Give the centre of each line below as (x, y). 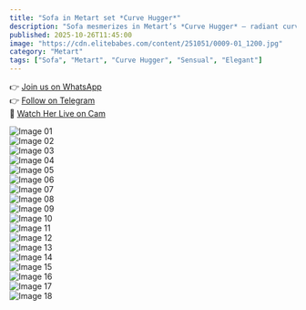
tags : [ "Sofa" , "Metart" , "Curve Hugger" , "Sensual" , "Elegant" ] (136, 60)
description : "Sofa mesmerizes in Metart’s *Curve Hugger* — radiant (144, 26)
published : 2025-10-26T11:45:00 (71, 35)
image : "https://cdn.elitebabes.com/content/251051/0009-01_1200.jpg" (146, 43)
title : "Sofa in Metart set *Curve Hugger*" (95, 18)
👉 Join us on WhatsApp (56, 87)
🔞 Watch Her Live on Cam (58, 114)
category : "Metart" (46, 52)
